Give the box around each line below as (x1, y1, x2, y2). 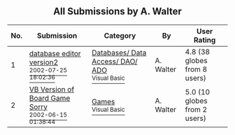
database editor (29, 48, 82, 58)
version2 (29, 57, 59, 67)
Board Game (29, 93, 71, 103)
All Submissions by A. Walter (53, 6, 182, 17)
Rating (193, 35, 216, 45)
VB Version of (29, 84, 75, 94)
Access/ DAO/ (92, 56, 138, 66)
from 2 (185, 104, 208, 114)
